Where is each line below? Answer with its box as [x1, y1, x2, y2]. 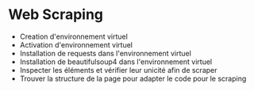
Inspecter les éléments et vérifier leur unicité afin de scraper [19, 65, 217, 74]
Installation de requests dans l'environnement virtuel [19, 48, 192, 58]
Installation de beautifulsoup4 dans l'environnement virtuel [19, 57, 213, 66]
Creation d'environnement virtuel [19, 32, 129, 41]
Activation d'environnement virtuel [19, 40, 133, 49]
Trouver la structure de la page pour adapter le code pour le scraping [19, 74, 247, 83]
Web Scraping [8, 6, 104, 24]
